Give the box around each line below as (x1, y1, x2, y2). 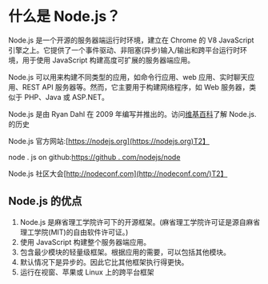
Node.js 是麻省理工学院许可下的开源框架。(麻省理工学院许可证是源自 (19, 217, 246, 226)
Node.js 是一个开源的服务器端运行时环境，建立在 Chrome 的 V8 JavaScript (8, 35, 254, 45)
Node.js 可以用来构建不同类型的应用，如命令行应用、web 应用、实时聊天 (8, 72, 248, 82)
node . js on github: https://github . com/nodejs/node (8, 152, 181, 162)
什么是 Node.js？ (8, 7, 122, 26)
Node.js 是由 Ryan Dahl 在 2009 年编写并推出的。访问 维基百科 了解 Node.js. (8, 109, 258, 118)
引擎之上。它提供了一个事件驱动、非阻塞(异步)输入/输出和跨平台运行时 (8, 45, 241, 54)
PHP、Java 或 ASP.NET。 (23, 92, 110, 102)
